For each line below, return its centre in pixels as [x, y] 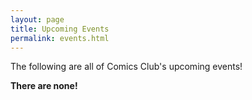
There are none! [44, 86]
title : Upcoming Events [60, 29]
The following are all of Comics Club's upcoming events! [126, 67]
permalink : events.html [60, 38]
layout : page [37, 19]
